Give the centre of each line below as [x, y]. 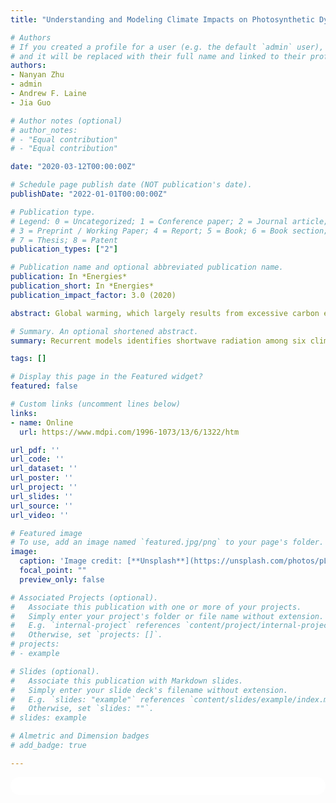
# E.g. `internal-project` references [96, 626]
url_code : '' [37, 459]
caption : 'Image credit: [71, 561]
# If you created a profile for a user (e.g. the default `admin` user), [167, 47]
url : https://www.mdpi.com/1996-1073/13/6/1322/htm [129, 432]
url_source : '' [42, 506]
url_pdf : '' [35, 450]
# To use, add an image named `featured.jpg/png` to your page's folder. [167, 542]
